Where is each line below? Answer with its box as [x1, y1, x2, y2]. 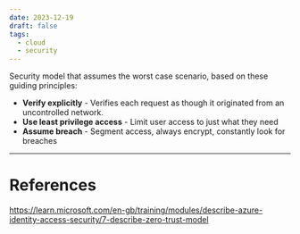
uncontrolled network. [21, 107, 104, 118]
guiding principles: [9, 80, 78, 91]
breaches [21, 136, 58, 146]
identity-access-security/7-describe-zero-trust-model [9, 214, 209, 225]
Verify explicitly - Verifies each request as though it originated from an [21, 97, 285, 108]
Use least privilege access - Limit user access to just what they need [21, 117, 279, 128]
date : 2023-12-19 [9, 13, 74, 22]
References [9, 175, 96, 196]
